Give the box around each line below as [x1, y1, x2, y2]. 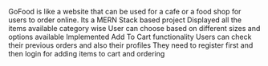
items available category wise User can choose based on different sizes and [8, 24, 261, 33]
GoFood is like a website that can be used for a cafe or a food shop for [8, 7, 242, 16]
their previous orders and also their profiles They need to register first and [8, 41, 254, 50]
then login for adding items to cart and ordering [8, 49, 165, 58]
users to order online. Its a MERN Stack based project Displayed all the [8, 15, 242, 25]
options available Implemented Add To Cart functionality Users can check [8, 32, 252, 41]
